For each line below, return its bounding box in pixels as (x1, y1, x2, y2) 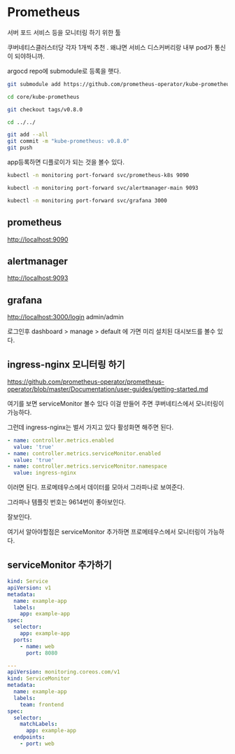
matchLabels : (20, 720, 58, 728)
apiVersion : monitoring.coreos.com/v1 (7, 669, 120, 676)
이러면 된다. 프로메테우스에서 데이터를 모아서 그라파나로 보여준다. (7, 483, 185, 491)
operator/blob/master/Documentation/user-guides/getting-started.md (7, 384, 208, 393)
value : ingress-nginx (13, 470, 77, 477)
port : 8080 (25, 649, 58, 657)
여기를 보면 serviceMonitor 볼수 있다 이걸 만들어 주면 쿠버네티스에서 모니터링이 (7, 399, 225, 407)
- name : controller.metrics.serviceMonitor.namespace (7, 463, 168, 470)
